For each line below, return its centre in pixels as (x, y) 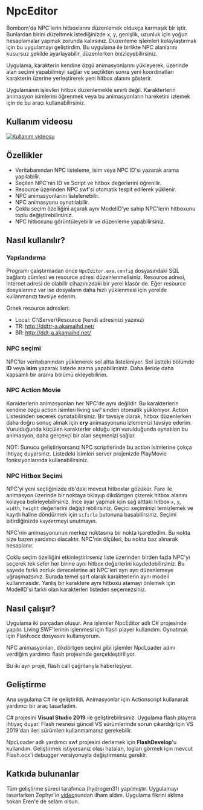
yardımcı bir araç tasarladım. (42, 705)
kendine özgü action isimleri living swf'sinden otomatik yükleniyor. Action (97, 410)
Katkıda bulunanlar (43, 774)
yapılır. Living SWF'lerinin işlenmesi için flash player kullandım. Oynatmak (97, 629)
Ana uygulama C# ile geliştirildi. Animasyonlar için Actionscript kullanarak (98, 699)
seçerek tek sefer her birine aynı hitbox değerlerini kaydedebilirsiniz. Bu (95, 564)
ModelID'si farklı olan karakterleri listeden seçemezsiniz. (76, 590)
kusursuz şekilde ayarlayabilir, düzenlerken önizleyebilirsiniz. (82, 53)
